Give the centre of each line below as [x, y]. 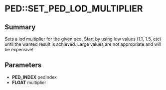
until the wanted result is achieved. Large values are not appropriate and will [83, 44]
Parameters [23, 65]
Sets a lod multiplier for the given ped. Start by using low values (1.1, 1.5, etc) [83, 39]
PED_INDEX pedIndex [34, 77]
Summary [20, 27]
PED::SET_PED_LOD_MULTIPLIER [74, 9]
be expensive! [19, 49]
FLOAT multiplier [29, 82]
